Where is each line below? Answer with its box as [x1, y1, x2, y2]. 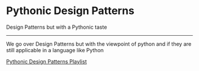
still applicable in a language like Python [6, 46, 104, 53]
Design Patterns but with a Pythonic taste [6, 23, 108, 31]
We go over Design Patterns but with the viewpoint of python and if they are [6, 40, 191, 48]
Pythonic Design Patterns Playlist [6, 58, 87, 65]
